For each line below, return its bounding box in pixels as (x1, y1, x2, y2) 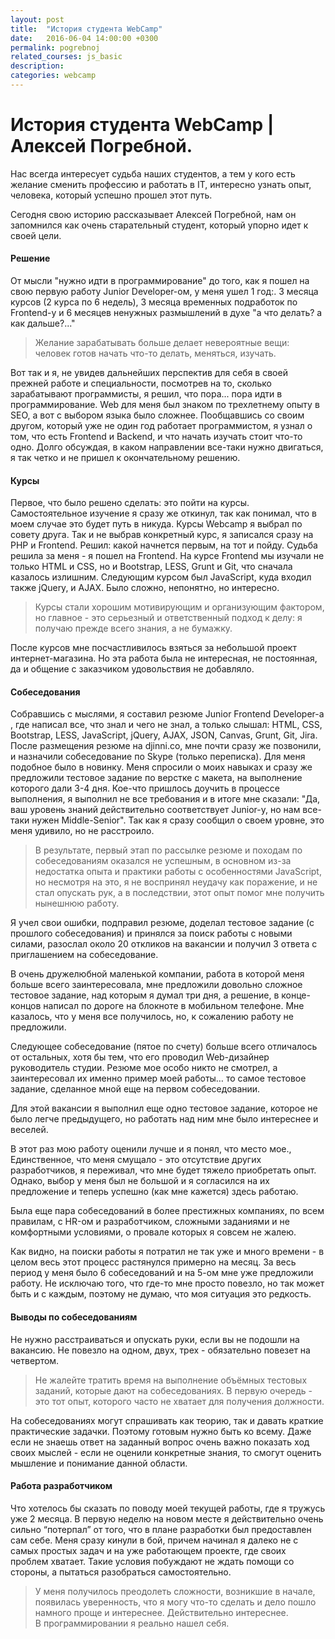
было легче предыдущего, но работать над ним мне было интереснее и (10, 1113, 319, 1125)
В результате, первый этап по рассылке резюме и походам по (34, 844, 303, 856)
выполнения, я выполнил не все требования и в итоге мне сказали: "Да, (10, 793, 321, 805)
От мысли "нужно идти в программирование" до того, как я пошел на (10, 275, 310, 287)
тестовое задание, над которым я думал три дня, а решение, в (10, 989, 280, 1001)
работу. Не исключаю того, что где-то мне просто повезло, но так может (10, 1277, 325, 1290)
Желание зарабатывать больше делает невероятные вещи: (34, 337, 290, 349)
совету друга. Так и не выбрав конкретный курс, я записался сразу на (10, 529, 314, 541)
